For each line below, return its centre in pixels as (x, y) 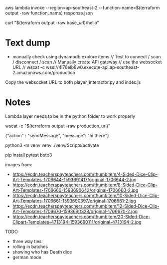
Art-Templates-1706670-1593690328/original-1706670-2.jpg (75, 211)
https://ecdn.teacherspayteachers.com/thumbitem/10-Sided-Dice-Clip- (86, 195)
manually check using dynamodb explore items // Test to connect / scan (86, 56)
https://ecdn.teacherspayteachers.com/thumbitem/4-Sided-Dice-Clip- (85, 174)
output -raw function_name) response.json (49, 13)
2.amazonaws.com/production (44, 72)
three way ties (27, 241)
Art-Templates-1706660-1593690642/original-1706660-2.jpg (75, 190)
